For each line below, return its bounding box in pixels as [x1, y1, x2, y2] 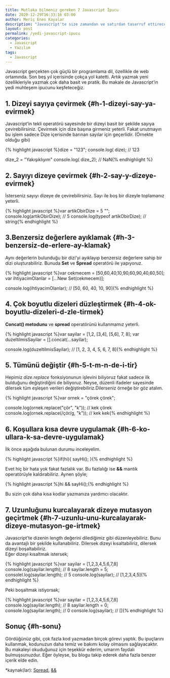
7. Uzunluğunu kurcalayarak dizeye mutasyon [5, 506, 152, 514]
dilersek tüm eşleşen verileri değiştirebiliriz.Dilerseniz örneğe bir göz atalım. [5, 385, 163, 391]
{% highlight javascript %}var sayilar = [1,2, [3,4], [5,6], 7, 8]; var [5, 331, 140, 337]
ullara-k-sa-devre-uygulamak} [5, 433, 105, 441]
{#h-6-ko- [117, 424, 150, 434]
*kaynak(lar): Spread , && [5, 667, 57, 673]
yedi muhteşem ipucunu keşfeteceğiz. [5, 85, 85, 91]
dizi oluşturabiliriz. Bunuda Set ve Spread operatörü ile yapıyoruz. [5, 260, 143, 266]
